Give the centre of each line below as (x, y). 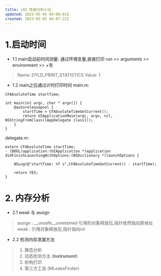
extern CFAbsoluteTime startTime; (40, 147)
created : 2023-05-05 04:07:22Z (37, 19)
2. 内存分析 (27, 198)
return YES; (26, 173)
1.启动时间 (26, 44)
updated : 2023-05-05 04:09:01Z (37, 14)
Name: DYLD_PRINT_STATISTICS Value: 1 (59, 75)
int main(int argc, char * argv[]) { (44, 103)
